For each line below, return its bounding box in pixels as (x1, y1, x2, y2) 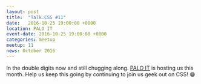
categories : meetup (6, 37, 56, 43)
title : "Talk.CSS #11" (6, 14, 67, 20)
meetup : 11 (6, 43, 34, 49)
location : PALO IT (6, 25, 53, 32)
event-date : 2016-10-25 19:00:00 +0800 (6, 31, 107, 37)
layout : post (6, 8, 39, 15)
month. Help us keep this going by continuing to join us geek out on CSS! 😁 (6, 70, 196, 78)
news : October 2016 (6, 48, 56, 54)
